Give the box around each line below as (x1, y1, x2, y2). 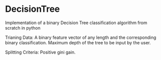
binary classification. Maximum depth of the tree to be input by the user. (5, 39, 151, 45)
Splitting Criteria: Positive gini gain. (5, 49, 76, 55)
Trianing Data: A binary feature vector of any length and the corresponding (5, 34, 157, 40)
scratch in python (5, 25, 41, 30)
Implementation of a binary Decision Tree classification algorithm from (5, 20, 147, 26)
